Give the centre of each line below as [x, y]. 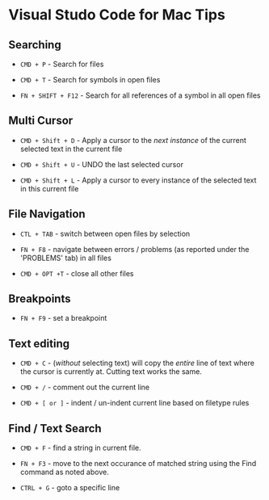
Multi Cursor [41, 121]
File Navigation [47, 214]
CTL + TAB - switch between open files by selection [105, 233]
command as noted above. [64, 472]
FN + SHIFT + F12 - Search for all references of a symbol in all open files [140, 95]
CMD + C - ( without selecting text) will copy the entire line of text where [137, 363]
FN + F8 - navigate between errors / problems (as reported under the [134, 249]
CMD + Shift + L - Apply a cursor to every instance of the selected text [138, 180]
